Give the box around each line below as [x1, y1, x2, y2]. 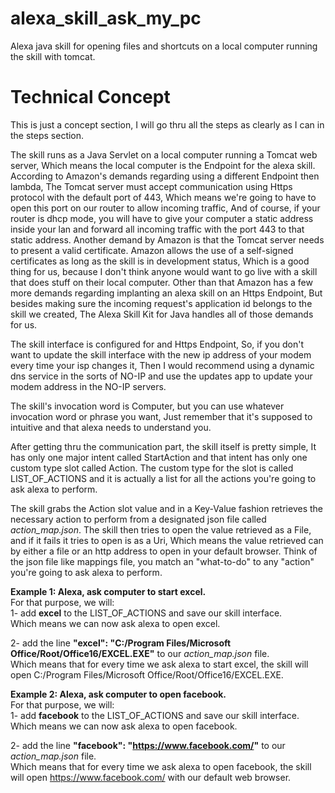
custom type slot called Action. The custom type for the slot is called [10, 462, 294, 474]
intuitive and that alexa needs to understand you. [10, 421, 212, 433]
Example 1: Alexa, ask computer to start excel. [10, 585, 207, 597]
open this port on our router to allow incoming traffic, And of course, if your [10, 202, 321, 214]
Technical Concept [10, 86, 171, 109]
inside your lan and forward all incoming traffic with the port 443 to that [10, 223, 305, 235]
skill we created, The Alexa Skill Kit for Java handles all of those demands [10, 308, 314, 320]
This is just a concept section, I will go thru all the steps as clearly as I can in [10, 118, 325, 131]
